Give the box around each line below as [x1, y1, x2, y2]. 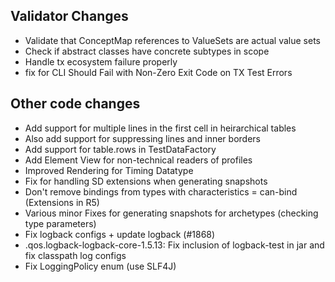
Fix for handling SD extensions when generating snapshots [24, 175, 268, 187]
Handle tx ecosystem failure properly [24, 55, 178, 68]
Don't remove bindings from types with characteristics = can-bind [24, 185, 298, 198]
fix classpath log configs [24, 249, 127, 261]
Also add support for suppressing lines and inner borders [24, 132, 261, 144]
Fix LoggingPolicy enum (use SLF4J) [24, 260, 177, 272]
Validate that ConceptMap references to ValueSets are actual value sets [24, 34, 321, 46]
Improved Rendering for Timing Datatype [24, 164, 194, 176]
